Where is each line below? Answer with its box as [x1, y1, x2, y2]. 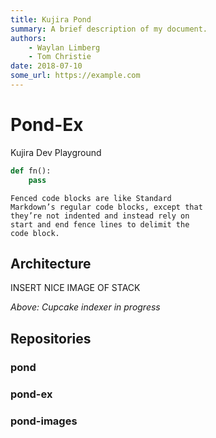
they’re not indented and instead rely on [10, 211, 190, 221]
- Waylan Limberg [28, 42, 101, 53]
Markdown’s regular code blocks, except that [10, 202, 203, 212]
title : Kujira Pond [10, 14, 92, 25]
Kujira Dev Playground [10, 146, 102, 158]
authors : [10, 33, 47, 43]
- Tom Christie [28, 52, 92, 62]
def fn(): [10, 166, 52, 176]
